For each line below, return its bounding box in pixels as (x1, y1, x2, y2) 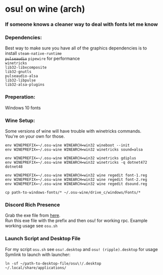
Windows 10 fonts (5, 104, 41, 111)
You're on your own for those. (5, 133, 65, 139)
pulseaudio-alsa (5, 74, 38, 79)
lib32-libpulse (5, 78, 36, 83)
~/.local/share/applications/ (5, 265, 67, 270)
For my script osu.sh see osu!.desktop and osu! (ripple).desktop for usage (5, 246, 158, 252)
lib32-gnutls (5, 70, 32, 75)
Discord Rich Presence (5, 201, 60, 208)
